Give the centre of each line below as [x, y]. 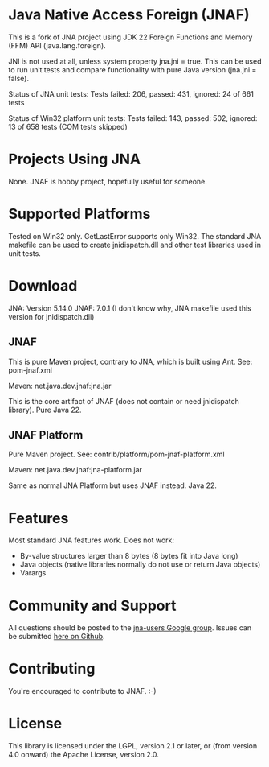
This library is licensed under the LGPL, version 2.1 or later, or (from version [133, 746]
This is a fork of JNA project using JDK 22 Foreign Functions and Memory [130, 37]
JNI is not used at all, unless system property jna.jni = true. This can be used [135, 61]
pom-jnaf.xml [30, 370]
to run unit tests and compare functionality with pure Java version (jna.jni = [132, 69]
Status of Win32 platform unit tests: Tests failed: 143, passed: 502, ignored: [133, 118]
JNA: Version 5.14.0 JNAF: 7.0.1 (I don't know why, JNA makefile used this [130, 308]
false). [19, 78]
